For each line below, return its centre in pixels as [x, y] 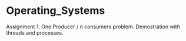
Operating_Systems [56, 11]
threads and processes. [35, 32]
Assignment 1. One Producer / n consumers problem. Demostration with [93, 27]
